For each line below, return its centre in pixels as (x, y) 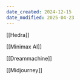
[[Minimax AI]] (24, 47)
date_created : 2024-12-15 (39, 12)
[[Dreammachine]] (29, 58)
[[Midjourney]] (24, 70)
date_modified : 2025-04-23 (40, 18)
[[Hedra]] (18, 35)
